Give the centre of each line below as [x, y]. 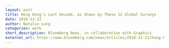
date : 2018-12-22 [23, 19]
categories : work [23, 28]
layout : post [19, 10]
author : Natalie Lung [28, 24]
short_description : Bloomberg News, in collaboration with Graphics [78, 33]
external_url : [20, 38]
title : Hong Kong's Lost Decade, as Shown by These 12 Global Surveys [81, 14]
